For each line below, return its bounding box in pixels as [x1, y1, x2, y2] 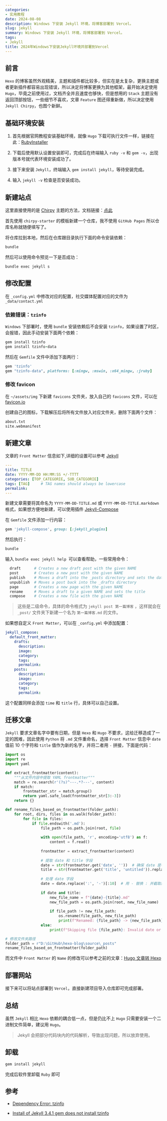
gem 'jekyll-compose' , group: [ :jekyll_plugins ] [5, 527, 108, 532]
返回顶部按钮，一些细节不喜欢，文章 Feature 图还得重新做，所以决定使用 [5, 96, 154, 102]
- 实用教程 [5, 12, 25, 17]
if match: [14, 784, 35, 789]
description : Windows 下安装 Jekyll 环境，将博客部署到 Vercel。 [5, 21, 134, 26]
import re [5, 757, 26, 762]
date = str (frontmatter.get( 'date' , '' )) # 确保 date [40, 862, 156, 868]
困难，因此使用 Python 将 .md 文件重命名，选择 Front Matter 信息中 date [13, 736, 161, 742]
